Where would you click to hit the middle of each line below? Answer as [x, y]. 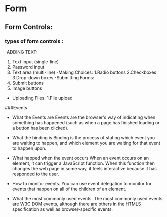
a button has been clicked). [40, 128]
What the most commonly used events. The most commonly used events [87, 198]
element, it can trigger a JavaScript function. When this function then [83, 163]
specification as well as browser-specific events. [63, 209]
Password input [28, 67]
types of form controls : [34, 41]
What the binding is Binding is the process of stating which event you [83, 137]
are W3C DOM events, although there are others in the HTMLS [77, 204]
